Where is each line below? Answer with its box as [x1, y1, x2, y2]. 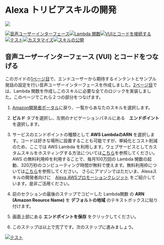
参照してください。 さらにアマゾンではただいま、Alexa [42, 168, 153, 174]
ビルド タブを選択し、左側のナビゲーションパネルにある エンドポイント [12, 115, 160, 121]
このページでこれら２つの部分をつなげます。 [13, 94, 104, 100]
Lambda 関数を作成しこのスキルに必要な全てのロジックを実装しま [13, 88, 147, 94]
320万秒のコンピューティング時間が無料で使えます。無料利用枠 [21, 162, 148, 168]
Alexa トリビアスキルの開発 [5, 4, 117, 16]
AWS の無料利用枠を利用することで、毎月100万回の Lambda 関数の [12, 156, 148, 162]
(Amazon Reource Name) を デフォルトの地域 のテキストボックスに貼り [12, 197, 158, 203]
